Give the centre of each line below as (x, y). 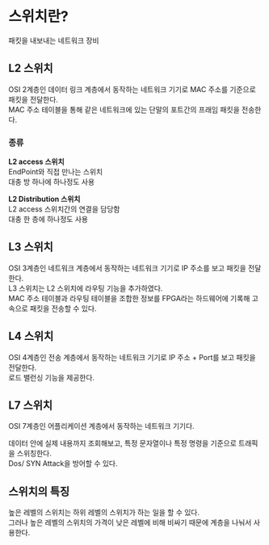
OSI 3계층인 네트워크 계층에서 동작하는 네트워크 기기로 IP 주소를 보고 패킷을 (127, 268)
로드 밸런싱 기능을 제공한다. (52, 377)
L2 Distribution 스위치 (44, 199)
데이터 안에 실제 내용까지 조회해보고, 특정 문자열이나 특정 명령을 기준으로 (122, 443)
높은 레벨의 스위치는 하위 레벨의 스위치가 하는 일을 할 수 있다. (104, 513)
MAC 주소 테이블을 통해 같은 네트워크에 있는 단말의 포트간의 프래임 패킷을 (124, 109)
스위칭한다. (34, 454)
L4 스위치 (31, 336)
